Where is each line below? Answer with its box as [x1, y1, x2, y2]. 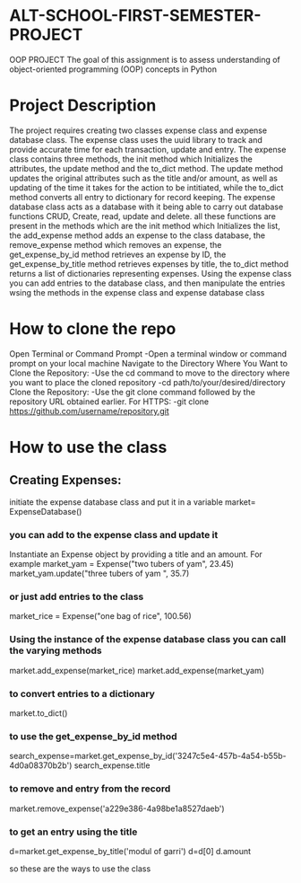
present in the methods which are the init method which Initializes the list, [9, 220, 280, 231]
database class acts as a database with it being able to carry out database [9, 201, 284, 212]
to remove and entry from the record [9, 782, 171, 795]
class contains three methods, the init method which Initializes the [9, 154, 254, 164]
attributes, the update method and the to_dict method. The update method [9, 163, 284, 173]
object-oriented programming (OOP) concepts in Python [9, 64, 218, 75]
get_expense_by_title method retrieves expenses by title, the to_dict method [9, 258, 289, 269]
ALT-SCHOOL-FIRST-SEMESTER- [9, 5, 262, 26]
